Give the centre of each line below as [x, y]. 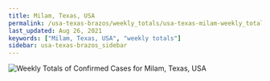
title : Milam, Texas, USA [51, 16]
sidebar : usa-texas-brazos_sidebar [68, 46]
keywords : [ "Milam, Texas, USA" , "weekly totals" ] [95, 38]
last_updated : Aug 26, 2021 [55, 30]
